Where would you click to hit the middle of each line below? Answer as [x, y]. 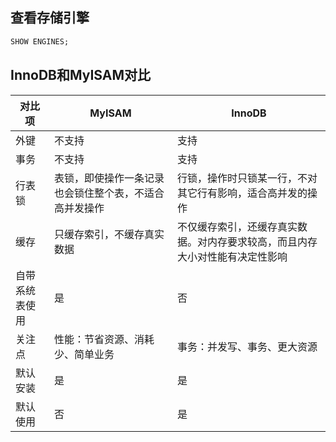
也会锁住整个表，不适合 [109, 193]
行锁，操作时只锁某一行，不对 [247, 178]
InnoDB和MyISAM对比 [81, 75]
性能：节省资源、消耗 [104, 339]
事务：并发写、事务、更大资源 [247, 346]
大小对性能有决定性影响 [232, 256]
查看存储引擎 [50, 18]
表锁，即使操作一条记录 [109, 178]
